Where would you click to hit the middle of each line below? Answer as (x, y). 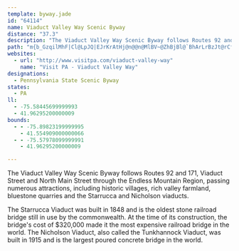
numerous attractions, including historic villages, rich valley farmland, (109, 188)
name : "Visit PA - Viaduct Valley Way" (79, 67)
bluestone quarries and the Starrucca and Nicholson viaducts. (99, 196)
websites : (22, 54)
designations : (28, 73)
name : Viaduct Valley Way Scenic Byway (67, 27)
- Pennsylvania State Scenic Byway (67, 80)
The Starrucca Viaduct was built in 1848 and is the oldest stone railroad (112, 210)
